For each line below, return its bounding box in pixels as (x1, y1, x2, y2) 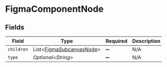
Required (105, 38, 128, 44)
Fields (5, 23, 25, 32)
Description (132, 38, 161, 44)
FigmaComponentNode (5, 3, 104, 15)
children (7, 47, 28, 52)
